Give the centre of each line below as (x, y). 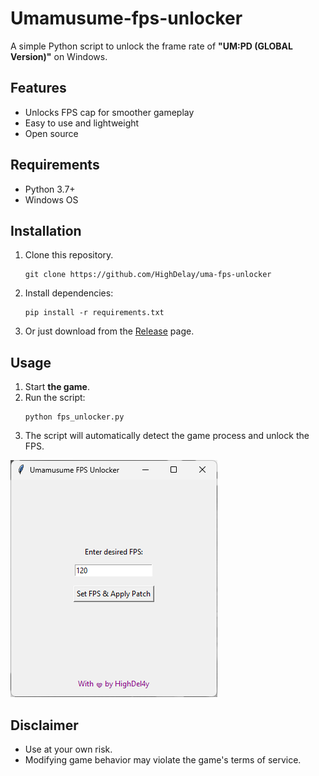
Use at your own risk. (68, 749)
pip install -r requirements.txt (94, 313)
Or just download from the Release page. (109, 331)
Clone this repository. (69, 255)
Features (38, 88)
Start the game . (57, 387)
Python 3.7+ (50, 189)
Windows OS (51, 199)
